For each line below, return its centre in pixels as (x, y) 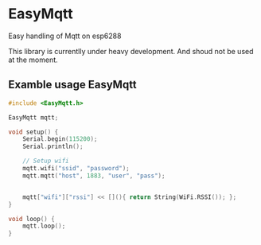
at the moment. (33, 60)
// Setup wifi (46, 161)
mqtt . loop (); (44, 226)
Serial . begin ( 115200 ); (60, 139)
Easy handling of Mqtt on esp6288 (65, 36)
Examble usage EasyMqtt (72, 85)
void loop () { (32, 219)
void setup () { (33, 132)
